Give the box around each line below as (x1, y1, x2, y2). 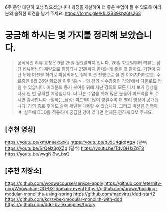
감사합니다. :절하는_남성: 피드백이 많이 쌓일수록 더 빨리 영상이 (26, 96, 146, 103)
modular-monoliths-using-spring (5, 191, 72, 197)
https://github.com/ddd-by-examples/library (5, 201, 96, 207)
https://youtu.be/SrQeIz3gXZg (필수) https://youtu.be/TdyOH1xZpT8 (5, 145, 144, 151)
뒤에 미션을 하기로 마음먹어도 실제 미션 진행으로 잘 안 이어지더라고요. (22, 71, 156, 78)
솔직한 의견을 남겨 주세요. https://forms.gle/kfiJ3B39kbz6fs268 (14, 10, 141, 16)
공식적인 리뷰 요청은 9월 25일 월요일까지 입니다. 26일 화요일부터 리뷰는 (17, 59, 156, 66)
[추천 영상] (5, 125, 36, 134)
